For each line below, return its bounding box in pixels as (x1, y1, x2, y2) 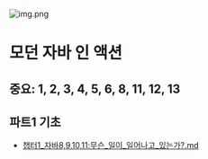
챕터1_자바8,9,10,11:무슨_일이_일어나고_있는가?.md (22, 140, 200, 151)
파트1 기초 (9, 114, 61, 129)
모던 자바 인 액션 (9, 43, 123, 63)
